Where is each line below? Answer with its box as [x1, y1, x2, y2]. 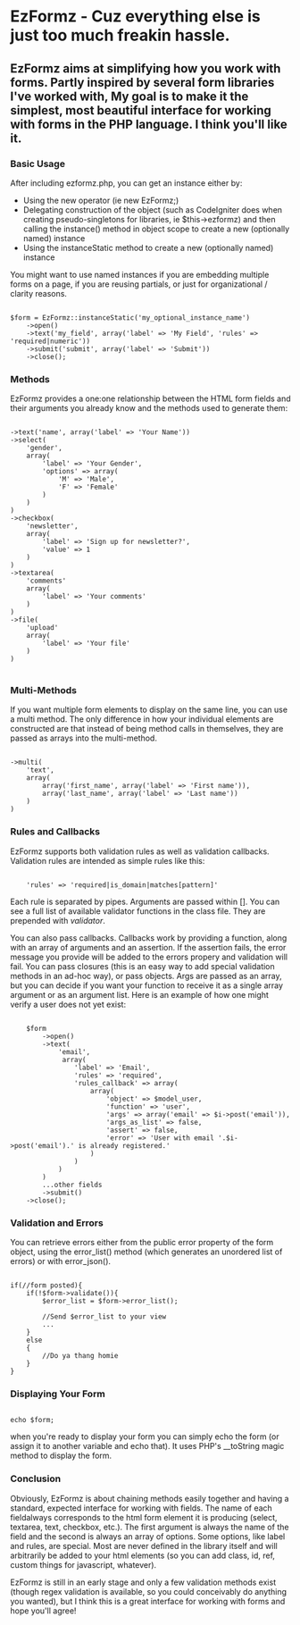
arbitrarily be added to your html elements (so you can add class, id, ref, [10, 1550, 276, 1561]
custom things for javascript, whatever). [10, 1559, 157, 1570]
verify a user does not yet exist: [10, 999, 127, 1009]
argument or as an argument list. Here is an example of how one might [10, 989, 269, 1000]
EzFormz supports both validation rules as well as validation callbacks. [10, 846, 271, 857]
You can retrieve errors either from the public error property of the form [10, 1237, 274, 1248]
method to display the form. [10, 1450, 112, 1462]
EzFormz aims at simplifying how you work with [10, 61, 281, 76]
